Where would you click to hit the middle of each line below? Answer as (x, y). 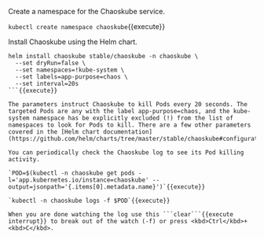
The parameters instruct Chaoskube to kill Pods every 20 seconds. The (128, 105)
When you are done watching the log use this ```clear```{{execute (121, 215)
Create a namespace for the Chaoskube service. (86, 11)
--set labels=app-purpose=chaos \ (71, 77)
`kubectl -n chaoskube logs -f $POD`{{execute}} (89, 200)
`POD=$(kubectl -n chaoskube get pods (71, 173)
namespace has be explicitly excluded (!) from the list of (133, 118)
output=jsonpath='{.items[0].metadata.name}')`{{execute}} (107, 187)
